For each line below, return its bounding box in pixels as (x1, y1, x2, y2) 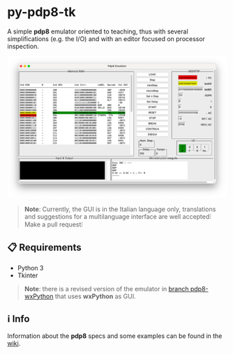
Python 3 (17, 263, 44, 272)
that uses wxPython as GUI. (54, 292, 136, 300)
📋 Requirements (7, 242, 82, 254)
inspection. (7, 42, 40, 50)
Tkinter (17, 271, 38, 279)
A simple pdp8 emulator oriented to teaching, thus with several (7, 27, 188, 36)
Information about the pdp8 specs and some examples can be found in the (7, 332, 223, 340)
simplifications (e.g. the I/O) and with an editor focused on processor (7, 34, 206, 43)
